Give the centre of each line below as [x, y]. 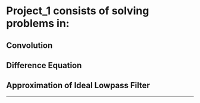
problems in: [38, 23]
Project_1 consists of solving [78, 11]
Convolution [29, 45]
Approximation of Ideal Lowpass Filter [78, 86]
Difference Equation [44, 65]
